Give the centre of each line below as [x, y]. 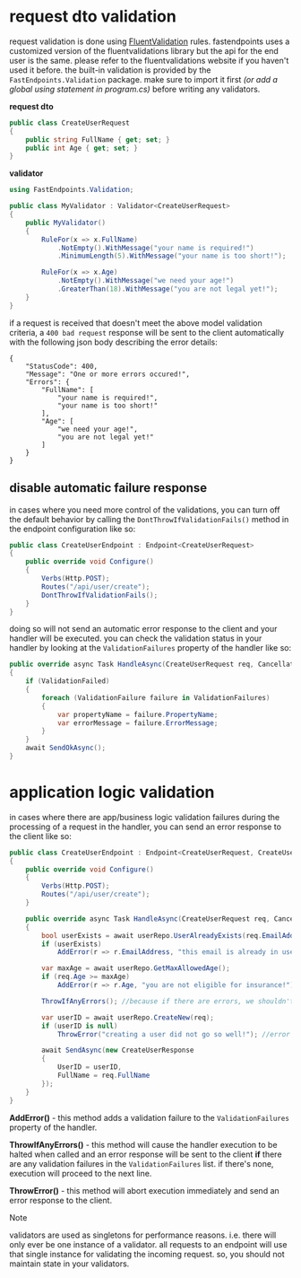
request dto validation [93, 17]
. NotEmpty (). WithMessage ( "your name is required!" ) [155, 248]
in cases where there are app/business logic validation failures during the [145, 817]
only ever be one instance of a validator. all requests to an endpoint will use [148, 1244]
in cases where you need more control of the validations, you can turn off [145, 510]
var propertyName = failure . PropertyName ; [138, 714]
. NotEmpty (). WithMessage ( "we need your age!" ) [146, 281]
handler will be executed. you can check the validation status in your [136, 638]
